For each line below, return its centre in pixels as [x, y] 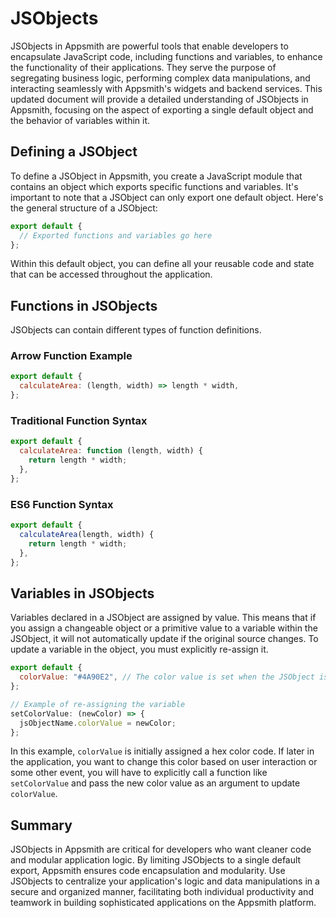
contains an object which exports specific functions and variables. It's [154, 186]
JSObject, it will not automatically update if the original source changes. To [164, 639]
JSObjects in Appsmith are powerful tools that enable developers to [149, 46]
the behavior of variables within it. [80, 120]
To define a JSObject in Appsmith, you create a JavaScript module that [156, 176]
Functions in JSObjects [84, 305]
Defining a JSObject [74, 152]
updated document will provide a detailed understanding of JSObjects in [159, 99]
